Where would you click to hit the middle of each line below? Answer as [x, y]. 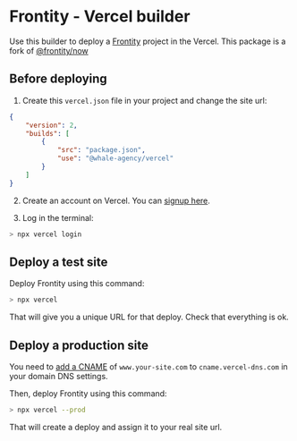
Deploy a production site [79, 345]
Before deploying [58, 79]
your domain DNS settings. [59, 376]
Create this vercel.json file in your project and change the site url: [144, 100]
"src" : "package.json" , [101, 150]
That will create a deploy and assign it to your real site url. [116, 427]
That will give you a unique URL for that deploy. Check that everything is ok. [149, 317]
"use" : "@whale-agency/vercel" [115, 158]
